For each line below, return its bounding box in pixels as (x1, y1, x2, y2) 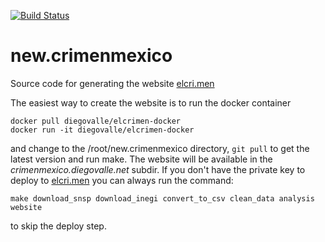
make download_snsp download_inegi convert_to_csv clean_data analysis (10, 193, 315, 204)
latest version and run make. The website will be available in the (10, 153, 273, 165)
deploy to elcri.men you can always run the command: (10, 174, 234, 186)
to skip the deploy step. (10, 220, 107, 232)
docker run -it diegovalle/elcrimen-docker (10, 125, 195, 135)
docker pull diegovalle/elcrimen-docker (10, 116, 182, 126)
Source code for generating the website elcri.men (10, 77, 215, 89)
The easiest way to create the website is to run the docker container (10, 96, 292, 109)
